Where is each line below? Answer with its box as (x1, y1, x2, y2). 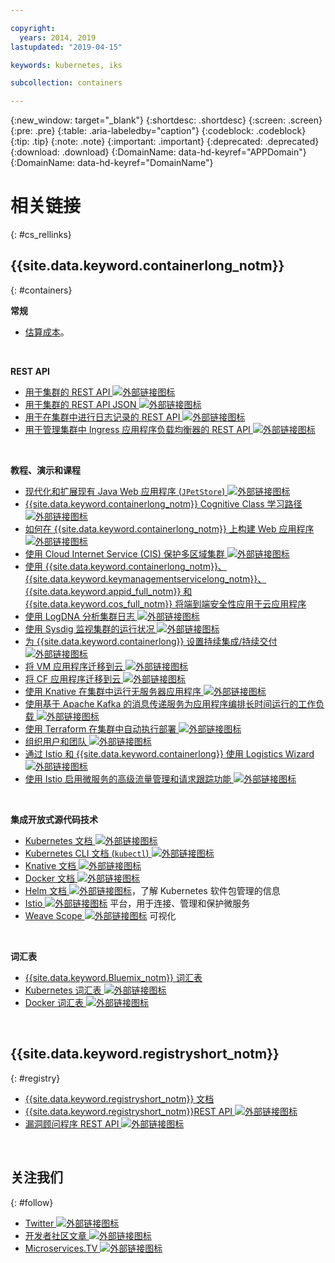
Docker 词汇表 (24, 996, 85, 1008)
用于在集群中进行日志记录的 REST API (24, 411, 181, 423)
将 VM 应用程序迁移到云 (24, 660, 123, 672)
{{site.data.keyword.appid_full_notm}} (24, 585, 182, 597)
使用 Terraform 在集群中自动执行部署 (24, 722, 177, 735)
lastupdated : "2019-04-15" (10, 42, 123, 52)
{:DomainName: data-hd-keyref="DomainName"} (10, 157, 214, 169)
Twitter (24, 1217, 55, 1229)
